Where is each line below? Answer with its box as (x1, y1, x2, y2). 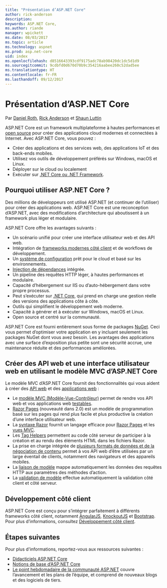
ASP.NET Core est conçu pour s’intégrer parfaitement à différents (5, 508, 140, 514)
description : (5, 16, 32, 21)
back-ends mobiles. (12, 150, 53, 156)
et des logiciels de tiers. (12, 577, 62, 583)
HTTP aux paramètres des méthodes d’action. (12, 470, 107, 476)
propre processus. (12, 288, 51, 294)
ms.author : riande (5, 26, 43, 31)
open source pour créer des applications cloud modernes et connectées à (5, 130, 158, 136)
